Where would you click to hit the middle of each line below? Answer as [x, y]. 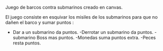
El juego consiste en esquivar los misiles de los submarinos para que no [81, 17]
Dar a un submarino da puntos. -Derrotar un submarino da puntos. [83, 32]
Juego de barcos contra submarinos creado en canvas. [64, 7]
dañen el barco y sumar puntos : [40, 22]
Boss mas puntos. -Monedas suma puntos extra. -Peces [96, 38]
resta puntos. [27, 43]
